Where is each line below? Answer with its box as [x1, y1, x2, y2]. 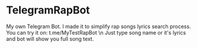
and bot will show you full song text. [6, 35, 94, 42]
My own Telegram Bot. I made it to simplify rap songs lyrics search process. [6, 23, 191, 30]
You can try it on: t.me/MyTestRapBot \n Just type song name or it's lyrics [6, 29, 186, 36]
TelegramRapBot [6, 4, 91, 17]
